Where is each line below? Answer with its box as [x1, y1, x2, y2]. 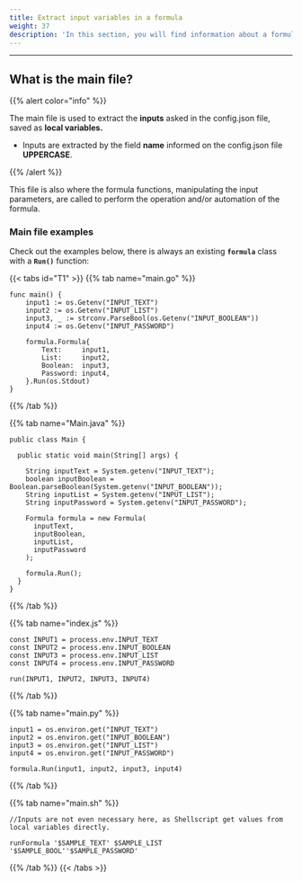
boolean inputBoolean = [25, 475, 115, 484]
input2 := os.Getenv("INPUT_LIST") [25, 307, 159, 316]
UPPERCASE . [22, 149, 73, 160]
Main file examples [9, 226, 94, 238]
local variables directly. [9, 823, 111, 832]
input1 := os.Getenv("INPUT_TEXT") [25, 298, 159, 307]
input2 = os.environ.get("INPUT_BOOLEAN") [9, 734, 171, 743]
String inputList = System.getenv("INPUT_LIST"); [25, 491, 216, 500]
